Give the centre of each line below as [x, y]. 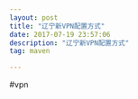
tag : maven [30, 51]
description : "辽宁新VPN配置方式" [69, 43]
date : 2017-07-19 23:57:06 [60, 34]
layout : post [34, 18]
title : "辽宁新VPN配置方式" [57, 26]
